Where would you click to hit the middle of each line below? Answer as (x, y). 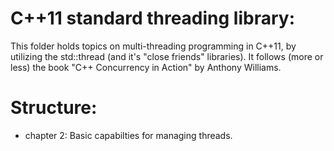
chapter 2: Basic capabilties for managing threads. (128, 135)
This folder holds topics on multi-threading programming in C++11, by (153, 46)
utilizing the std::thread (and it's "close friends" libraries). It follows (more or (167, 56)
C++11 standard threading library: (152, 18)
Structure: (54, 108)
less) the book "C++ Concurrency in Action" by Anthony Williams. (146, 67)
